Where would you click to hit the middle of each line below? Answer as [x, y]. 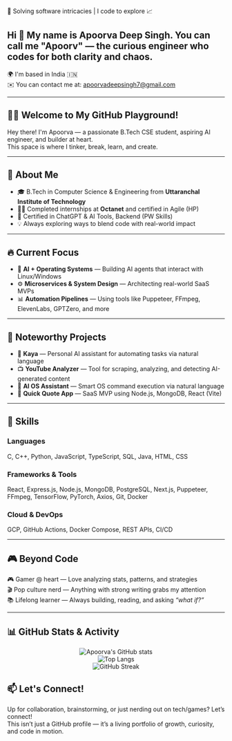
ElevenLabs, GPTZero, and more [63, 309]
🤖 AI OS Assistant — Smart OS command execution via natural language [120, 386]
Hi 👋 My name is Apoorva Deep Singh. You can [109, 36]
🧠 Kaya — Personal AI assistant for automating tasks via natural [108, 354]
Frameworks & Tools [42, 474]
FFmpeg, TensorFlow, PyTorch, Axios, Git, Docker [78, 497]
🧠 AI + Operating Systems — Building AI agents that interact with [110, 269]
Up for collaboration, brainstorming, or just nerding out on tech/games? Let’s [116, 709]
